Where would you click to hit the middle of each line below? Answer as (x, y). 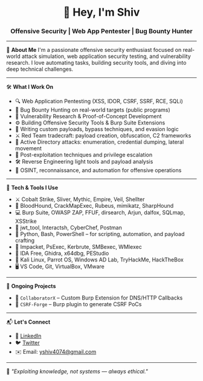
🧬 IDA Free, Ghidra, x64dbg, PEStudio (62, 254)
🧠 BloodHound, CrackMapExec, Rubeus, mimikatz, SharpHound (94, 206)
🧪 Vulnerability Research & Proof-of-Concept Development (88, 117)
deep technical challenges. (40, 69)
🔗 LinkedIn (28, 336)
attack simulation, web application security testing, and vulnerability (106, 56)
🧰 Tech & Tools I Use (32, 188)
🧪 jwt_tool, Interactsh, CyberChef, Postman (68, 228)
